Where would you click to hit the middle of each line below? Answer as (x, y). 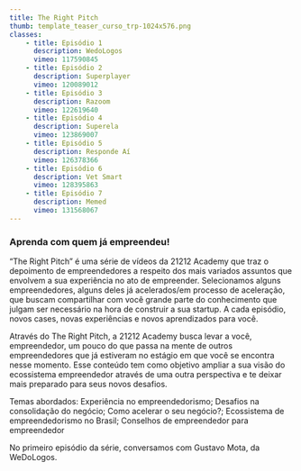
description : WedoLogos (78, 51)
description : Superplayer (82, 77)
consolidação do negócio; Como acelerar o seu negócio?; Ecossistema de (147, 412)
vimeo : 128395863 (66, 186)
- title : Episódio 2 (64, 68)
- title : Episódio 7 (64, 194)
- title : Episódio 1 (64, 43)
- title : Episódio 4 (64, 118)
